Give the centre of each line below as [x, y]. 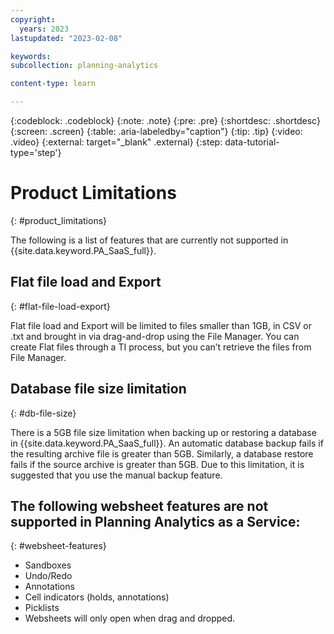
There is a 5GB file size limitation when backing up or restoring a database [163, 432]
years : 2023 [44, 29]
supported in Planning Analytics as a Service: [155, 521]
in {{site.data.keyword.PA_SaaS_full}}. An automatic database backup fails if [167, 443]
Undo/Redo [48, 576]
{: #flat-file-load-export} [60, 306]
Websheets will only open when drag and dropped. [130, 618]
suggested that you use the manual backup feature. [116, 475]
